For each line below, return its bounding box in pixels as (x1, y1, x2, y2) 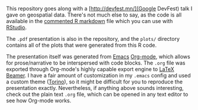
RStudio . (6, 24, 27, 31)
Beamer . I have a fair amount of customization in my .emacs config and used (6, 72, 191, 79)
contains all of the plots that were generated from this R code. (6, 41, 157, 48)
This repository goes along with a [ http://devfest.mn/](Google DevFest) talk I (6, 5, 193, 12)
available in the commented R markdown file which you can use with (6, 18, 173, 24)
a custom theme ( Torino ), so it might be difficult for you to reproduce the (6, 78, 183, 85)
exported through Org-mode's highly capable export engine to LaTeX (6, 66, 174, 73)
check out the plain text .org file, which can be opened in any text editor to (6, 91, 189, 98)
